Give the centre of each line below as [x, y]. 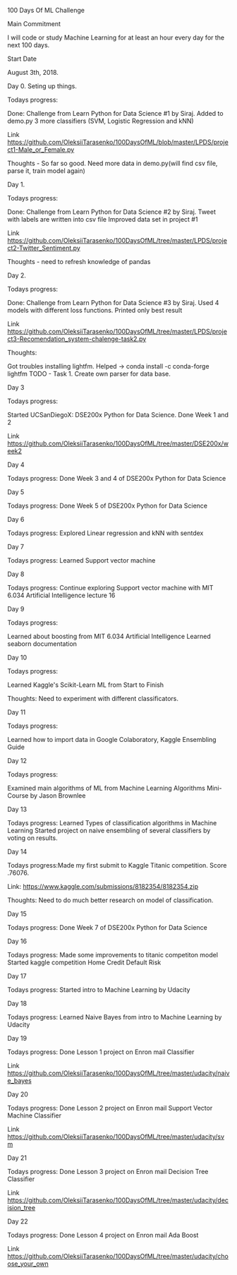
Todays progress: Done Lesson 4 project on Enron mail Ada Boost [103, 1235]
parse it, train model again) [47, 171]
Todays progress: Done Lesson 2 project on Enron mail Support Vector [110, 1108]
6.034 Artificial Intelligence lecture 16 [61, 595]
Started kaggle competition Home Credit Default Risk [84, 962]
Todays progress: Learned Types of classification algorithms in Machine [112, 823]
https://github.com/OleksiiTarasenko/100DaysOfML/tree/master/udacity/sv [116, 1137]
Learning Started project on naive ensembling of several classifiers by [109, 830]
